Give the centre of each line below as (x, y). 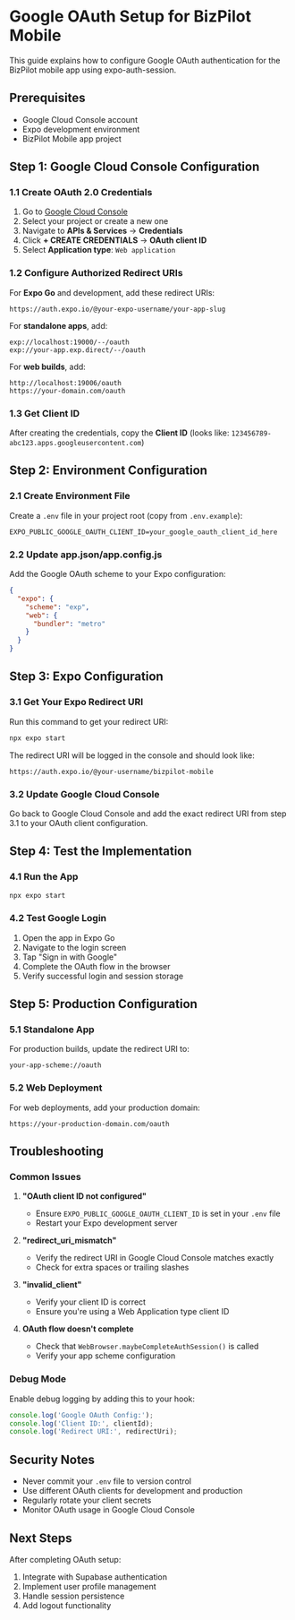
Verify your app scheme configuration (105, 1356)
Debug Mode (38, 1379)
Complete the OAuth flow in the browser (96, 966)
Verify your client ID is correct (90, 1302)
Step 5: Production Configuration (104, 1004)
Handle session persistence (73, 1596)
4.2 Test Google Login (58, 918)
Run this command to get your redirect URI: (89, 721)
